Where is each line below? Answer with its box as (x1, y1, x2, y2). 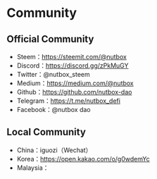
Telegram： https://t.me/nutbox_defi (16, 97, 121, 105)
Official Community (6, 33, 94, 45)
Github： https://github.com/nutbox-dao (16, 88, 132, 96)
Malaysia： (16, 163, 49, 172)
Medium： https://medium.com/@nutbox (16, 79, 134, 87)
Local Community (6, 126, 86, 138)
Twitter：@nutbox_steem (16, 70, 91, 78)
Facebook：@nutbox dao (16, 106, 91, 113)
